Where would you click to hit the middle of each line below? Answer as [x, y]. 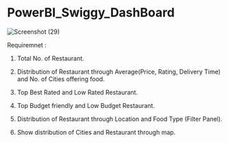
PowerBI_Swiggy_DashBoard [91, 13]
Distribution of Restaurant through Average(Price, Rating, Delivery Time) [119, 71]
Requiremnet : [27, 45]
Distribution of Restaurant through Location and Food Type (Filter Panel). [119, 119]
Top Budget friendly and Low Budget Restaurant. [86, 105]
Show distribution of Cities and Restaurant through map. [96, 132]
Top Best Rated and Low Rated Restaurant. [77, 92]
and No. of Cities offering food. [61, 79]
